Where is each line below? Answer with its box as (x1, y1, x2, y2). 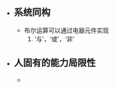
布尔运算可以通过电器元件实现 (23, 26, 109, 34)
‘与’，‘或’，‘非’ (34, 34, 75, 43)
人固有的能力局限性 (13, 57, 96, 69)
